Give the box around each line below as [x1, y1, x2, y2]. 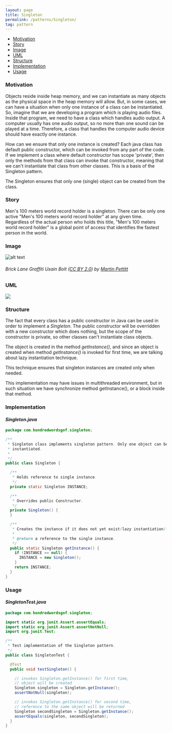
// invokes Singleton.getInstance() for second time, [14, 700, 132, 705]
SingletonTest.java [5, 599, 47, 605]
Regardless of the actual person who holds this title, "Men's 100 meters [5, 219, 156, 225]
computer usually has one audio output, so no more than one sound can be [5, 120, 164, 126]
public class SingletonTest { [5, 653, 70, 658]
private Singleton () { [10, 508, 58, 513]
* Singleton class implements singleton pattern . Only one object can [7, 442, 161, 447]
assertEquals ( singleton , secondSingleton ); [14, 714, 109, 719]
